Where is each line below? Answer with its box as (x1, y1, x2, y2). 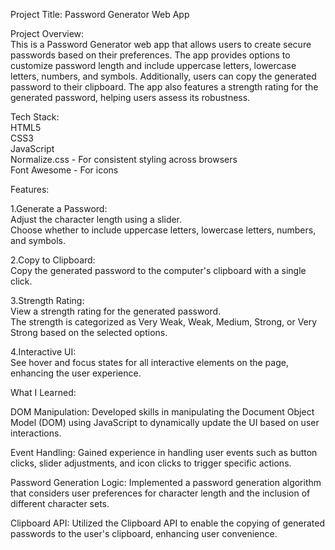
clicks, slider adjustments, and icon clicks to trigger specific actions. (10, 457, 292, 469)
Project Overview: (10, 28, 85, 39)
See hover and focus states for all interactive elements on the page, (10, 357, 289, 368)
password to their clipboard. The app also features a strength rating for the (10, 81, 319, 93)
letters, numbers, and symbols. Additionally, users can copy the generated (10, 70, 317, 82)
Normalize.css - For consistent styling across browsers (10, 154, 238, 165)
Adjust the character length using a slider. (10, 214, 183, 225)
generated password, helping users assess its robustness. (10, 92, 251, 103)
